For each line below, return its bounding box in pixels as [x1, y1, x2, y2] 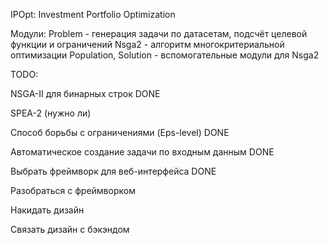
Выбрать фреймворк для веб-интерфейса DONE [10, 165, 217, 177]
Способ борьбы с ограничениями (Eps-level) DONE [10, 127, 230, 138]
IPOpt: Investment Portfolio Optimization [10, 9, 176, 20]
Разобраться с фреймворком [10, 185, 136, 196]
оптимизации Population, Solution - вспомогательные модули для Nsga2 [10, 49, 320, 61]
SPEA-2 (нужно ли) [10, 107, 92, 119]
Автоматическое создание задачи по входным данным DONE [10, 146, 275, 158]
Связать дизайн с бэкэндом [10, 224, 130, 235]
